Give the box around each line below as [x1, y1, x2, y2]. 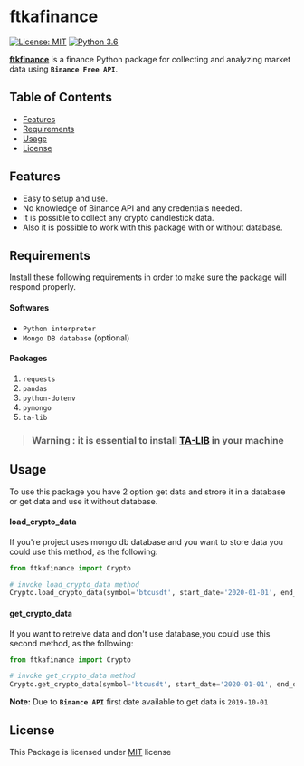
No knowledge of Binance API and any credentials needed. [22, 202, 242, 214]
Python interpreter [22, 324, 97, 333]
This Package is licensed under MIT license [9, 746, 172, 757]
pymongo [22, 403, 52, 413]
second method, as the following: [9, 637, 134, 648]
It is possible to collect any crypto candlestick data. [22, 212, 214, 223]
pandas [22, 384, 48, 393]
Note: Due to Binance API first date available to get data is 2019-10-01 [9, 696, 269, 707]
